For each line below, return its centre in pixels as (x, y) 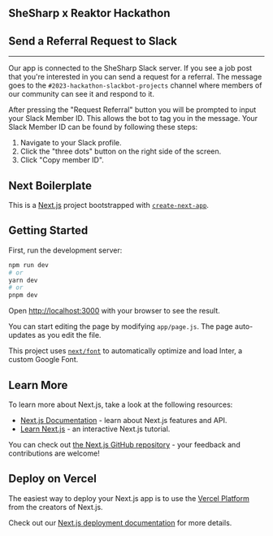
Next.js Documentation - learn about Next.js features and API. (123, 421)
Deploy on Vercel (53, 479)
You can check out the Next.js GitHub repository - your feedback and (125, 445)
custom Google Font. (43, 360)
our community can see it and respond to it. (81, 94)
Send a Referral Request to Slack (93, 41)
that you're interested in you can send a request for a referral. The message (135, 77)
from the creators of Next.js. (56, 507)
